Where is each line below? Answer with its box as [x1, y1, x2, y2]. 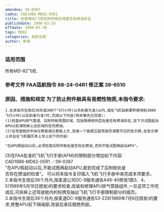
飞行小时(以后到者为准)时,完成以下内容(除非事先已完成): [5, 113, 106, 118]
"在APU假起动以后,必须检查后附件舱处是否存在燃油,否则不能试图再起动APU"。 [5, 144, 141, 148]
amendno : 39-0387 [5, 7, 41, 12]
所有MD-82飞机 [5, 68, 37, 74]
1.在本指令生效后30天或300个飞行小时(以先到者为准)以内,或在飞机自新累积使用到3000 [5, 108, 156, 113]
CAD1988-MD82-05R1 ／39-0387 [5, 159, 73, 165]
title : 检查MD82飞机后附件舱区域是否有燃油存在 [5, 16, 92, 21]
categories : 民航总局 [5, 35, 47, 40]
